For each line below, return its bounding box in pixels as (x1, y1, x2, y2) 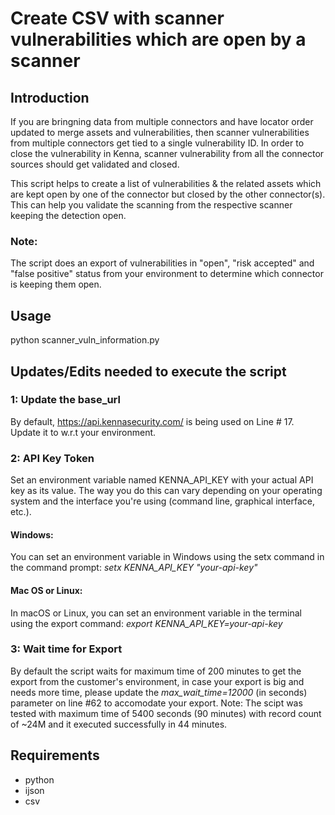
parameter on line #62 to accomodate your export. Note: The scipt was (10, 697, 303, 709)
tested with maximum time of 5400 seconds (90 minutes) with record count (10, 707, 322, 719)
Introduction (10, 89, 90, 106)
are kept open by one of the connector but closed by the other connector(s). (10, 188, 326, 200)
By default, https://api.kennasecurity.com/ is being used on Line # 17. (10, 415, 295, 427)
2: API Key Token (10, 451, 95, 465)
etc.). (10, 506, 32, 518)
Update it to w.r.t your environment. (10, 426, 157, 438)
